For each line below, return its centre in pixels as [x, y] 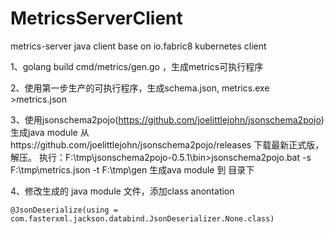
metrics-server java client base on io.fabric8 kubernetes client [138, 46]
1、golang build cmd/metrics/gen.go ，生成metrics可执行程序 [137, 66]
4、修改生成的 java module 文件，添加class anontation [122, 191]
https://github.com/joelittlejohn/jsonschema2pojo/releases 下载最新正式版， [167, 144]
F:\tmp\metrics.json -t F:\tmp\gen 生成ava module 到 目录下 [132, 169]
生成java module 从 [50, 132]
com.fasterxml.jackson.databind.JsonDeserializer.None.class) [142, 218]
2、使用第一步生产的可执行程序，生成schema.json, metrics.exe [140, 88]
